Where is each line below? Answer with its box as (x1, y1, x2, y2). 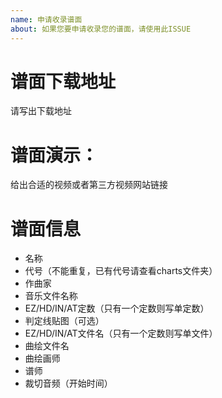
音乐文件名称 (24, 290, 78, 302)
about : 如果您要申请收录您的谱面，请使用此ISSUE (10, 24, 192, 34)
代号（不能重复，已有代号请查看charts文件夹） (24, 265, 218, 277)
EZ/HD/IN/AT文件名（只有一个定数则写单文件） (24, 327, 218, 340)
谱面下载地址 (10, 70, 117, 93)
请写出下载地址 (10, 105, 72, 117)
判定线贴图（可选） (24, 315, 105, 327)
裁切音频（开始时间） (24, 377, 113, 390)
